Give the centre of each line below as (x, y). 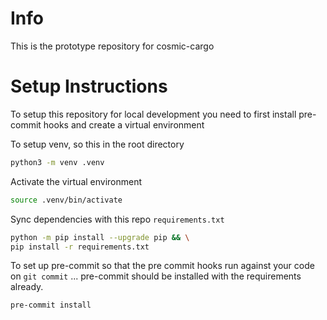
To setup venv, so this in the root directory (97, 144)
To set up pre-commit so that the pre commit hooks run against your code (162, 266)
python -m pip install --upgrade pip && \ (100, 237)
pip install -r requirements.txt (80, 247)
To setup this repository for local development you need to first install (153, 114)
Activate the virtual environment (76, 181)
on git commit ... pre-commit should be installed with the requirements (156, 276)
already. (27, 287)
